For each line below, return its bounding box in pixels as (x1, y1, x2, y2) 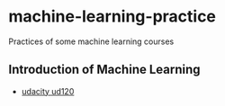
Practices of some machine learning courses (8, 36, 175, 47)
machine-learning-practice (8, 6, 217, 27)
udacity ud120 (21, 85, 75, 96)
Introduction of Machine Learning (8, 62, 201, 77)
